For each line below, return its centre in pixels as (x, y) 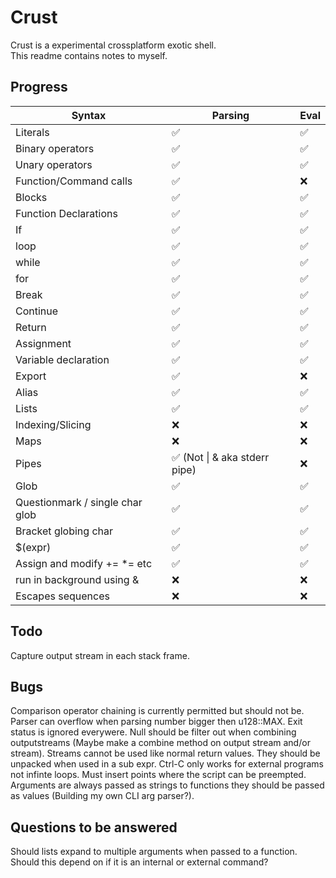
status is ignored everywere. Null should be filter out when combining (153, 732)
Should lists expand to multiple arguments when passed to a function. (154, 852)
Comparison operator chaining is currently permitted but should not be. (157, 711)
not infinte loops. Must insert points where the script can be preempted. (158, 775)
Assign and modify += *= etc (84, 563)
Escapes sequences (62, 596)
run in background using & (77, 579)
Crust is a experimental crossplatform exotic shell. (113, 45)
